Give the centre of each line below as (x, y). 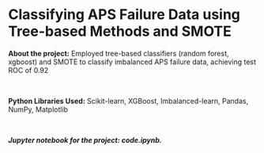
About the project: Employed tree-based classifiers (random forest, (119, 53)
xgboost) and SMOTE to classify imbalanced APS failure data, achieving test (132, 62)
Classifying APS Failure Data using (124, 15)
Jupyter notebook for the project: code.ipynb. (85, 140)
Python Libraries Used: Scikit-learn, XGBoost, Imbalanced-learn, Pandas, (128, 101)
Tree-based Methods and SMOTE (120, 31)
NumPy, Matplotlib (38, 109)
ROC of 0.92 (28, 70)
